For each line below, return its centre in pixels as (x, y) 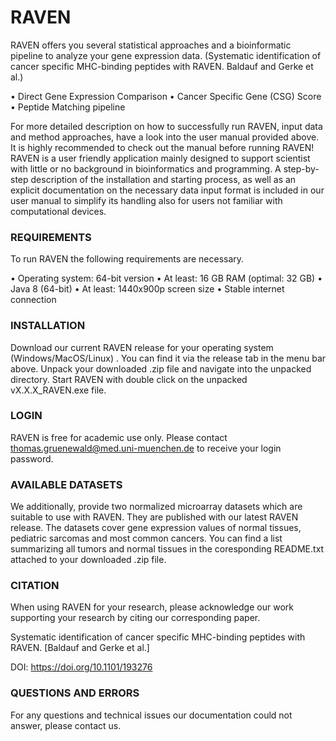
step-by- (301, 168)
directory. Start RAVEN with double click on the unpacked (129, 379)
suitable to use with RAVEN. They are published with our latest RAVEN (154, 517)
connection (33, 300)
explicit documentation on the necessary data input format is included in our (167, 190)
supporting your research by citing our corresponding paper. (135, 618)
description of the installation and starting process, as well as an (163, 179)
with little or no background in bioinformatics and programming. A (146, 168)
